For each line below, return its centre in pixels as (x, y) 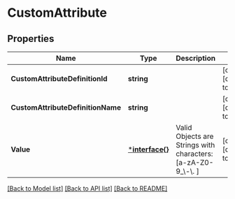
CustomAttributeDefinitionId (59, 79)
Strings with (195, 145)
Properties (31, 39)
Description (195, 58)
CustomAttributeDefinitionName (66, 108)
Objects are (195, 136)
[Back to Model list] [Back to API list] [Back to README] (87, 189)
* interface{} (148, 149)
